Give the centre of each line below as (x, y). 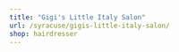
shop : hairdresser (43, 33)
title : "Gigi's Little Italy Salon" (77, 17)
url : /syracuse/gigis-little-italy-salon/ (89, 26)
